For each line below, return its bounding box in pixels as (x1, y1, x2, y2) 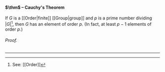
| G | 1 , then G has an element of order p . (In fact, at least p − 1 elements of (5, 20, 152, 27)
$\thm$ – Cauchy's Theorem (5, 4, 65, 10)
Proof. (5, 37, 18, 43)
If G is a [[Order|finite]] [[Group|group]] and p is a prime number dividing (5, 15, 152, 21)
